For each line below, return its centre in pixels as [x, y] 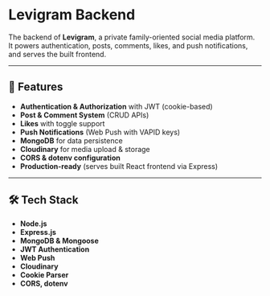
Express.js [38, 232]
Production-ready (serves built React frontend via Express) [119, 166]
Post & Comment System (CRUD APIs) [84, 115]
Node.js [33, 224]
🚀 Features [36, 87]
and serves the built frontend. [57, 54]
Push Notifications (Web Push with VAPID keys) [100, 132]
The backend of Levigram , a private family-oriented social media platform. [132, 37]
